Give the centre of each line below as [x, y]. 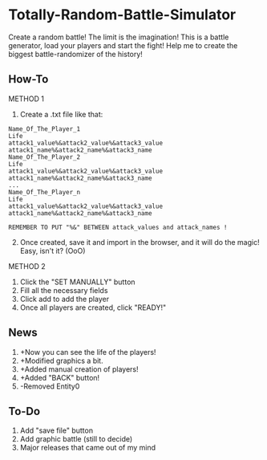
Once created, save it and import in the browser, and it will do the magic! [140, 242]
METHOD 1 [26, 99]
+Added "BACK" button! [60, 377]
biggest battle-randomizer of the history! [75, 54]
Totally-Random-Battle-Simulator [122, 15]
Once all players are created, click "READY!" [93, 307]
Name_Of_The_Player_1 [44, 129]
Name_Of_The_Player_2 [44, 157]
